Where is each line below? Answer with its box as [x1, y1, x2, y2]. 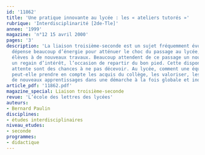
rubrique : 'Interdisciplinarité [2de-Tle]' [6, 20, 119, 26]
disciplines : [6, 111, 40, 117]
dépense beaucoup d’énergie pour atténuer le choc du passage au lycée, [12, 49, 201, 55]
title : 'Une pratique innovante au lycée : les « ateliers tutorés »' [6, 15, 190, 21]
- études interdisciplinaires [6, 117, 84, 123]
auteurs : [6, 99, 29, 106]
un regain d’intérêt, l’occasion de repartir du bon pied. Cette [12, 60, 182, 66]
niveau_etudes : [6, 123, 45, 129]
